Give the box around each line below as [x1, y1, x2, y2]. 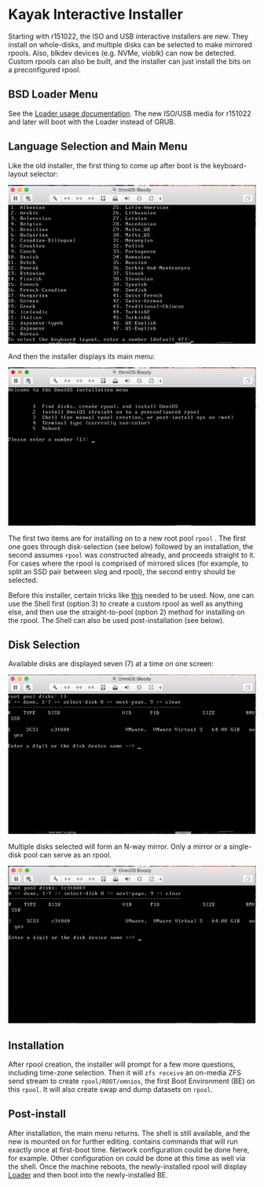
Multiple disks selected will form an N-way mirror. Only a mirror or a [8, 842, 228, 851]
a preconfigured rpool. [8, 65, 81, 74]
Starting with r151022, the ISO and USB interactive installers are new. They [8, 31, 249, 41]
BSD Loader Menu [8, 88, 98, 101]
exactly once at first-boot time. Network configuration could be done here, [8, 1145, 250, 1154]
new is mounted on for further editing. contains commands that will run [8, 1137, 238, 1146]
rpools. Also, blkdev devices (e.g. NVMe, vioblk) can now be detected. [8, 48, 236, 57]
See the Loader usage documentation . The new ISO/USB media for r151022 [8, 109, 251, 118]
